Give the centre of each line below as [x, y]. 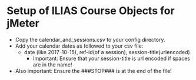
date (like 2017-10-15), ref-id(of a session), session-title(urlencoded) [107, 52]
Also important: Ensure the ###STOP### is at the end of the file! [94, 71]
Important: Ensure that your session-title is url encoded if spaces [112, 58]
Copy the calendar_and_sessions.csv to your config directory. [90, 39]
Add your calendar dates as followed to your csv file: [79, 46]
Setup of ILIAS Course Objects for [91, 11]
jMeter [23, 23]
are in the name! [52, 64]
